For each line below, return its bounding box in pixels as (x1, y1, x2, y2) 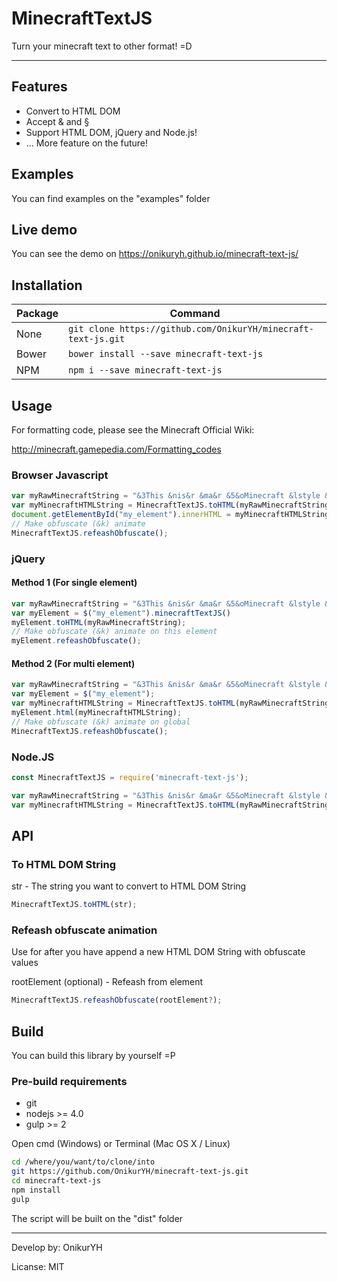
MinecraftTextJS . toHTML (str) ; (11, 900, 138, 910)
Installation (11, 277, 83, 294)
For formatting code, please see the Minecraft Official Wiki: (11, 424, 255, 436)
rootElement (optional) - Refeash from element (11, 976, 204, 988)
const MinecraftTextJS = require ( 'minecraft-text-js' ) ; (11, 772, 249, 782)
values (11, 957, 39, 969)
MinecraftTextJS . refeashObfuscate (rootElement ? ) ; (11, 995, 223, 1006)
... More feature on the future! (25, 137, 149, 149)
